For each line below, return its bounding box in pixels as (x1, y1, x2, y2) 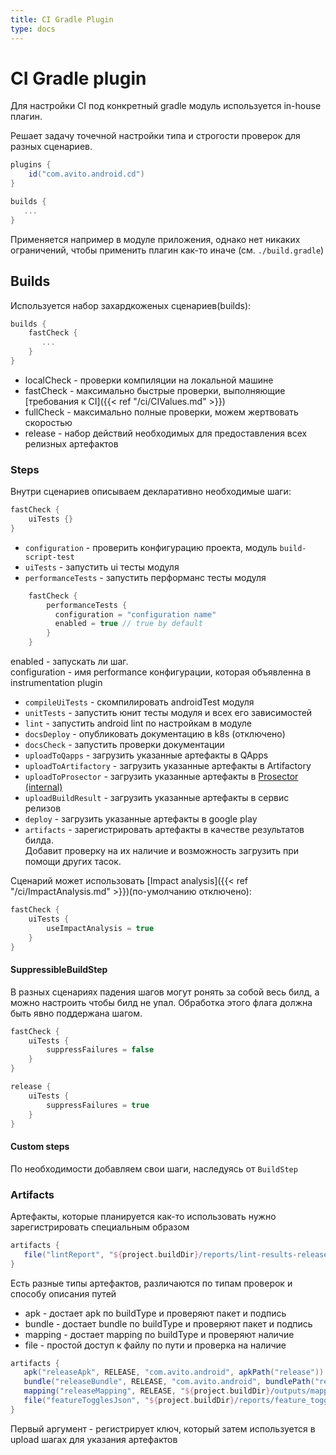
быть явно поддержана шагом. (10, 1007, 143, 1019)
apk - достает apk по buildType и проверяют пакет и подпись (24, 1307, 287, 1319)
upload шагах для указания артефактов (10, 1433, 178, 1445)
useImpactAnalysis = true (46, 923, 155, 933)
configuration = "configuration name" (54, 609, 217, 620)
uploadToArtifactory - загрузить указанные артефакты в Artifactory (24, 760, 312, 772)
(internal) (24, 781, 63, 793)
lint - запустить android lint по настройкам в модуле (24, 717, 252, 730)
